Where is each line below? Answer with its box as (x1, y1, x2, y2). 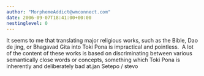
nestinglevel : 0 (6, 20, 48, 26)
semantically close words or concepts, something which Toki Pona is (6, 56, 181, 64)
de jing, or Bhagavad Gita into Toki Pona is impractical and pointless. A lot (6, 43, 194, 50)
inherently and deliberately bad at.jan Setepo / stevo (6, 63, 138, 70)
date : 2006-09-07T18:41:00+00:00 (6, 15, 92, 21)
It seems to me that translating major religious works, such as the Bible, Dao (6, 37, 198, 44)
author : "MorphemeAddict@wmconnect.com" (6, 9, 111, 15)
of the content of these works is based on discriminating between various (6, 50, 193, 57)
